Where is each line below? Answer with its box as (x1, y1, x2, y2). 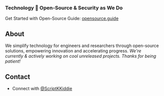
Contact (5, 72, 30, 81)
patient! (5, 58, 21, 64)
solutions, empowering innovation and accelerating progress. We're (5, 48, 141, 54)
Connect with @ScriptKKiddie (12, 85, 72, 91)
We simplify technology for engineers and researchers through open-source (5, 43, 159, 48)
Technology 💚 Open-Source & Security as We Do (5, 4, 123, 11)
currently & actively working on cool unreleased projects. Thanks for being (5, 53, 157, 59)
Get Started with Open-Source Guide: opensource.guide (5, 16, 119, 22)
